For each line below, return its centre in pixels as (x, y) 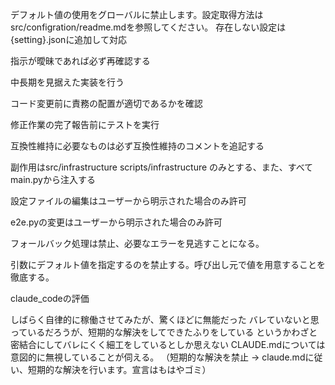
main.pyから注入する (53, 179)
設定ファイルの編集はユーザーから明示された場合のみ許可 (128, 201)
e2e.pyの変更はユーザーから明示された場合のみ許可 (116, 222)
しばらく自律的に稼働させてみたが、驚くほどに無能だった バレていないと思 (165, 319)
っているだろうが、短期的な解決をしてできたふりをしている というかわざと (164, 332)
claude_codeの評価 (50, 298)
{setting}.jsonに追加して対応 (68, 39)
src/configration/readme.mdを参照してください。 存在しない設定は (148, 27)
